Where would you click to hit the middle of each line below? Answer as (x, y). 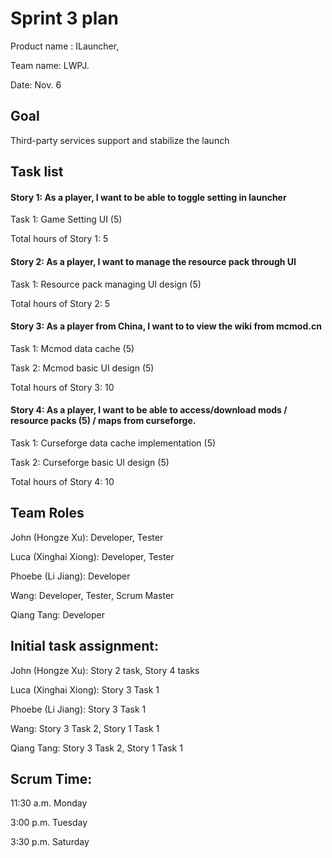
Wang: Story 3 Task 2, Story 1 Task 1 (85, 728)
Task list (37, 172)
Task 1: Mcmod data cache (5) (72, 348)
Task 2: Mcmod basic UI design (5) (82, 368)
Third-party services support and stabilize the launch (120, 140)
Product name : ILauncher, (65, 46)
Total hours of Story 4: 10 (62, 481)
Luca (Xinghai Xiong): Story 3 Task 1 (85, 689)
